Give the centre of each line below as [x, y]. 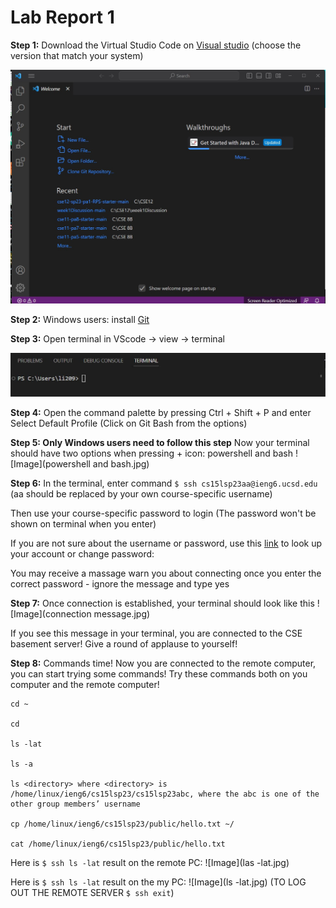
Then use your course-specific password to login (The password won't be [163, 513]
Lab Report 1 [62, 17]
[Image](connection [51, 613]
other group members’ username [75, 804]
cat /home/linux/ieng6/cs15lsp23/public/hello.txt [118, 844]
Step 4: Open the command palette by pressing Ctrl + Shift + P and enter [161, 412]
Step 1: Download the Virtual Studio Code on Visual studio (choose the [156, 45]
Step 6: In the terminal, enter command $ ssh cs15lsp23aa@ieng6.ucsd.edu [164, 483]
